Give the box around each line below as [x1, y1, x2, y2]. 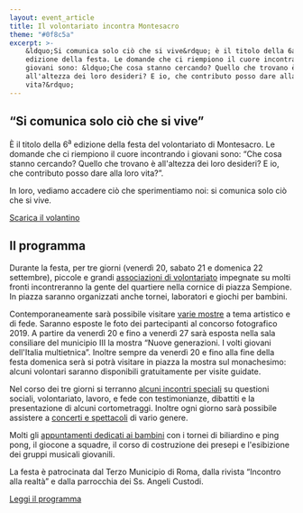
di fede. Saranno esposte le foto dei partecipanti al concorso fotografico [9, 317, 278, 329]
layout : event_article [9, 13, 95, 23]
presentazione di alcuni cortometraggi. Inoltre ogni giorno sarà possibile [9, 402, 278, 413]
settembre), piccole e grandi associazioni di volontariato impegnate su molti [9, 271, 291, 282]
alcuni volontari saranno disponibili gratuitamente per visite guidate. [9, 366, 262, 377]
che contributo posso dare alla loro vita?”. [9, 168, 164, 179]
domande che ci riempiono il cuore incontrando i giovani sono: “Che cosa [9, 149, 282, 160]
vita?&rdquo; [25, 80, 75, 89]
